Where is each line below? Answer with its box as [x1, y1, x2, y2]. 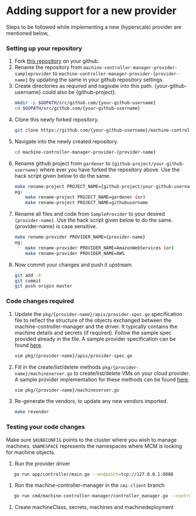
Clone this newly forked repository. [14, 116, 99, 123]
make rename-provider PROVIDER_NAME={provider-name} [14, 234, 146, 240]
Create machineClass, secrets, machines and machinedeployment [14, 504, 174, 511]
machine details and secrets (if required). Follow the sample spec [14, 329, 172, 336]
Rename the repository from [14, 64, 83, 71]
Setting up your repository [6, 44, 83, 52]
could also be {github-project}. [42, 89, 117, 96]
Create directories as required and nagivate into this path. [14, 82, 153, 90]
